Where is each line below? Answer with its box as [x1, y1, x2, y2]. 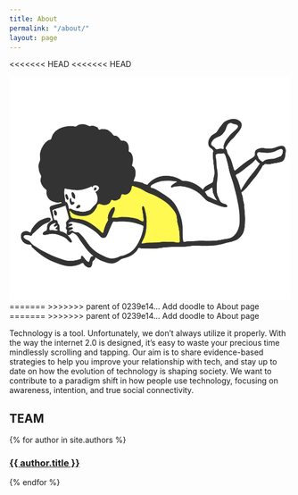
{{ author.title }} [9, 457, 80, 469]
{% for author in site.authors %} [9, 434, 127, 446]
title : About [9, 14, 58, 23]
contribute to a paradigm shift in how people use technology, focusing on [9, 375, 278, 386]
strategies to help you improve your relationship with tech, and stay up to [9, 357, 277, 367]
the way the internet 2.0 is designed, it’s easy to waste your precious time [9, 338, 280, 348]
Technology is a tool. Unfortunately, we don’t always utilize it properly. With [9, 328, 286, 339]
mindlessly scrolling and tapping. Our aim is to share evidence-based [9, 347, 264, 357]
